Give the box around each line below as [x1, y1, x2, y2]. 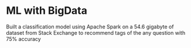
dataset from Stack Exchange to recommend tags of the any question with [6, 29, 186, 36]
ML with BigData [6, 4, 88, 17]
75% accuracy [6, 35, 41, 42]
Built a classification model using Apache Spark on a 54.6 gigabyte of [6, 23, 174, 30]
